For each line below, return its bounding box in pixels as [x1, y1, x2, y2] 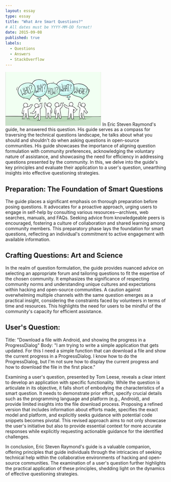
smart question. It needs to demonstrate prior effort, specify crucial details [5, 390, 162, 396]
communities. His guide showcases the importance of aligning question [5, 143, 156, 149]
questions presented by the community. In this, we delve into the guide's [5, 159, 158, 165]
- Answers [10, 51, 31, 56]
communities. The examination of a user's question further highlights [21, 459, 166, 466]
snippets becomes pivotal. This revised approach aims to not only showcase [5, 417, 166, 423]
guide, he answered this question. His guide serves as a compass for [5, 126, 151, 133]
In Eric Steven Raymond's [102, 121, 156, 127]
